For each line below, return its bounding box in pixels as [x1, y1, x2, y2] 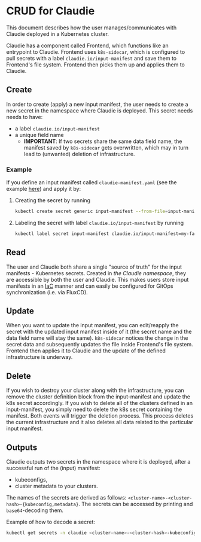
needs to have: [6, 113, 43, 120]
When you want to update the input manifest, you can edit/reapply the [6, 322, 179, 329]
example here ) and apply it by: [6, 185, 81, 193]
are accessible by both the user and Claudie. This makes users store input [6, 276, 189, 283]
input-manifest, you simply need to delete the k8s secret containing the [6, 406, 182, 413]
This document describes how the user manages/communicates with [6, 24, 177, 31]
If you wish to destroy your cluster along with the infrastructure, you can [6, 387, 184, 394]
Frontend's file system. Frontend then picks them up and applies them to [6, 61, 185, 68]
